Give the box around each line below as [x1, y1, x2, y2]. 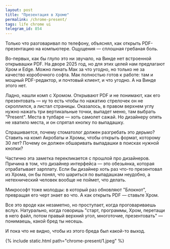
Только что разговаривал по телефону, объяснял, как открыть [5, 40, 141, 46]
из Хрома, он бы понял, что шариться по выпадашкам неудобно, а [5, 171, 151, 178]
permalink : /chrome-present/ [5, 17, 67, 22]
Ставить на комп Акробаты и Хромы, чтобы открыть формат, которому [5, 135, 161, 141]
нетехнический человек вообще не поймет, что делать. [5, 177, 126, 183]
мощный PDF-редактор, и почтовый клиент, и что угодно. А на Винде [5, 77, 156, 83]
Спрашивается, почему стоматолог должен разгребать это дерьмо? [5, 129, 155, 135]
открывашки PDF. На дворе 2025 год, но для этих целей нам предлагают [5, 61, 165, 67]
